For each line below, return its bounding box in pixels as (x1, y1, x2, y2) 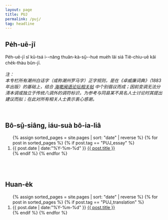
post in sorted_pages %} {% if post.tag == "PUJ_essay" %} (12, 140, 135, 146)
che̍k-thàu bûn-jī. (5, 60, 41, 66)
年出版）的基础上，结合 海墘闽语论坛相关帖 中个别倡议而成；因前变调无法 (5, 84, 156, 90)
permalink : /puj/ (5, 16, 41, 21)
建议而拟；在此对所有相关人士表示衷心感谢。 (5, 96, 97, 102)
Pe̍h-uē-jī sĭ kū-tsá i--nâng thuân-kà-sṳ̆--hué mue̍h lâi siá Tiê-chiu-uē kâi (5, 54, 156, 60)
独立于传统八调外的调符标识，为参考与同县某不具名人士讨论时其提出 (22, 90, 163, 96)
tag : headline (5, 21, 35, 26)
